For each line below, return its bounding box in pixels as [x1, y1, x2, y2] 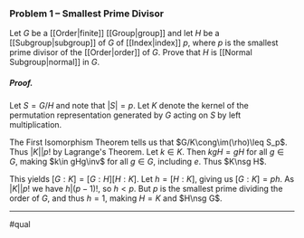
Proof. [9, 77, 33, 88]
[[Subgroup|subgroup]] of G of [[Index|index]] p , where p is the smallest [9, 37, 279, 48]
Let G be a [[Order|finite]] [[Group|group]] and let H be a [9, 28, 220, 39]
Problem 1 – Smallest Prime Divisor [9, 7, 165, 20]
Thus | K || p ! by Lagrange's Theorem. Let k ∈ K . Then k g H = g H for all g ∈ [9, 147, 285, 157]
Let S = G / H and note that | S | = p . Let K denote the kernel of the [9, 100, 249, 111]
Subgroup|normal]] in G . [9, 57, 100, 68]
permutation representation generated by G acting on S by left [9, 109, 242, 120]
